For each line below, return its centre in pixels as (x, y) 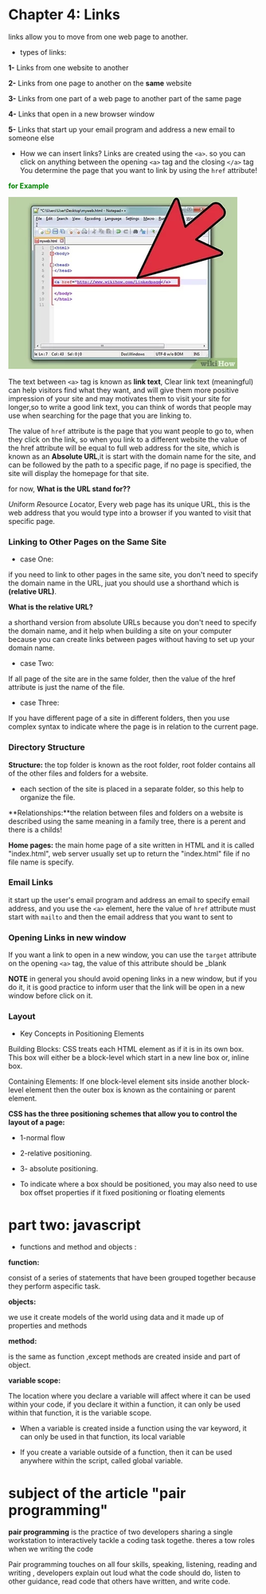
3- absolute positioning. (59, 1169)
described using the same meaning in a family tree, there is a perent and (127, 821)
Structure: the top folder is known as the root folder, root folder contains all (132, 765)
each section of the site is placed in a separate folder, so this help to (132, 789)
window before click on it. (51, 996)
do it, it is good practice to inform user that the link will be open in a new (127, 987)
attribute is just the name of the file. (66, 687)
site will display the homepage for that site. (79, 473)
